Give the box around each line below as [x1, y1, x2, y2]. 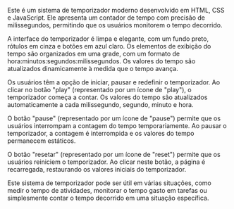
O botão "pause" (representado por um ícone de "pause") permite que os [7, 114, 221, 122]
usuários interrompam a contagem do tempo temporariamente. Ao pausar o [7, 122, 227, 129]
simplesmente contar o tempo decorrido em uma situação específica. [7, 194, 209, 202]
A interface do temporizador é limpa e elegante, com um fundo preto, [7, 34, 209, 43]
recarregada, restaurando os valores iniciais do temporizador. [7, 165, 187, 173]
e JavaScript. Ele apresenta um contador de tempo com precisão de [7, 13, 206, 22]
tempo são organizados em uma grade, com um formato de [7, 49, 180, 58]
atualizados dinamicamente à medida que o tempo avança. [7, 65, 178, 72]
